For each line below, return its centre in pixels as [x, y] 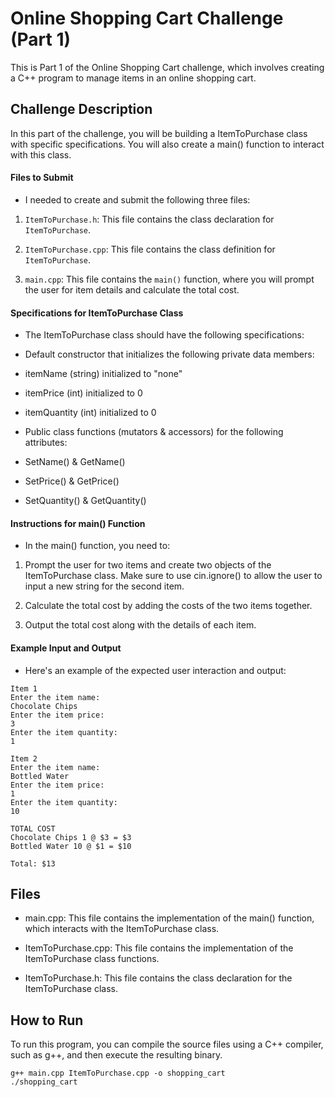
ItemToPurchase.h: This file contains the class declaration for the [158, 978]
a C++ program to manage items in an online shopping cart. [133, 78]
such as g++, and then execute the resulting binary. [116, 1055]
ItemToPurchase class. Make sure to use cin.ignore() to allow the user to [173, 576]
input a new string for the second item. [104, 586]
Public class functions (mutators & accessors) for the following [154, 432]
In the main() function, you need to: [97, 546]
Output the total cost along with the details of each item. [140, 625]
